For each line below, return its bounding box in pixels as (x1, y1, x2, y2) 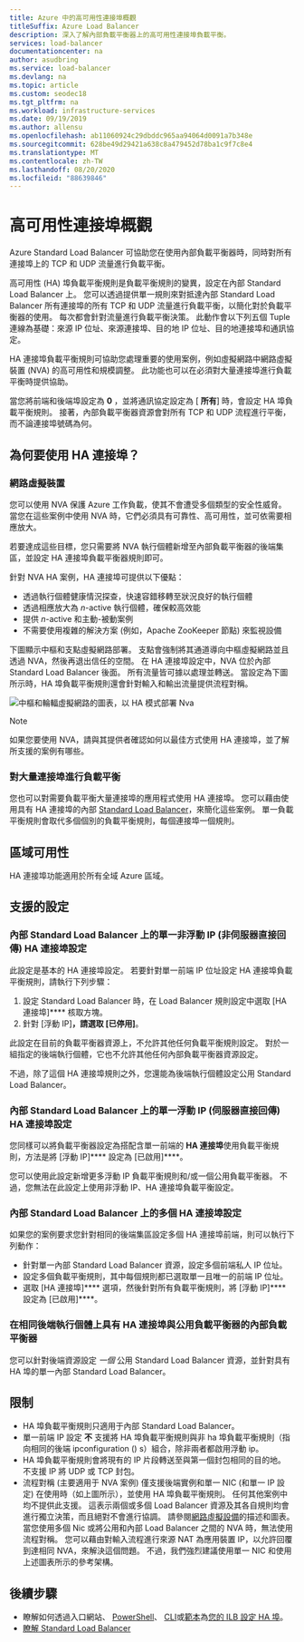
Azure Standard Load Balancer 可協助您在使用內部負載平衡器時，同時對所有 (9, 247, 292, 258)
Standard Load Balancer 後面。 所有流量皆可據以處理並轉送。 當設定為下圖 (9, 666, 289, 677)
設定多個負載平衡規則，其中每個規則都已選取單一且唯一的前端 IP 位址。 (22, 1271, 289, 1282)
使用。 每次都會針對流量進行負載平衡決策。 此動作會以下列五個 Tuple (33, 312, 291, 323)
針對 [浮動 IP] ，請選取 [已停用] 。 (22, 1017, 144, 1029)
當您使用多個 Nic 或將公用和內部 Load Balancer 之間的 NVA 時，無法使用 (22, 1522, 294, 1533)
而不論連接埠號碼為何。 (9, 418, 97, 429)
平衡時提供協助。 (9, 376, 73, 387)
